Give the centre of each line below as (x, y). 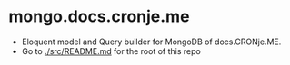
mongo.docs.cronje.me (99, 17)
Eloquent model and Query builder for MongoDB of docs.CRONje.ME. (151, 42)
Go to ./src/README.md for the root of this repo (111, 51)
